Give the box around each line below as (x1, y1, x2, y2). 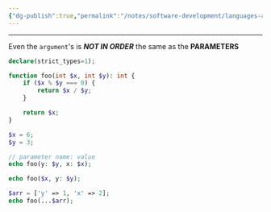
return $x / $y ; (37, 86, 92, 95)
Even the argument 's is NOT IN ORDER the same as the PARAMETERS (8, 41, 240, 51)
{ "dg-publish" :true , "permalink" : (8, 11, 121, 20)
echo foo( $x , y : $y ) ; (8, 175, 81, 183)
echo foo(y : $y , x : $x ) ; (8, 160, 92, 168)
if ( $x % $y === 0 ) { (23, 79, 95, 87)
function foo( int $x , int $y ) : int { (8, 72, 135, 80)
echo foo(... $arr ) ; (8, 197, 74, 205)
